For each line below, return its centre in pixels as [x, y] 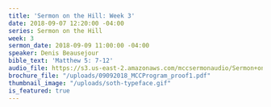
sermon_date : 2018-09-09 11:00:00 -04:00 [79, 46]
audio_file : [28, 68]
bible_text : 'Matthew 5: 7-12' [61, 61]
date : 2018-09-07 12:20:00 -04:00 [67, 23]
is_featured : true [39, 91]
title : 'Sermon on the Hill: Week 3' [72, 16]
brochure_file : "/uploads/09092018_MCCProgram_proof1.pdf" [110, 76]
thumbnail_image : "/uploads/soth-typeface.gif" [90, 83]
